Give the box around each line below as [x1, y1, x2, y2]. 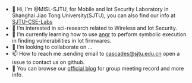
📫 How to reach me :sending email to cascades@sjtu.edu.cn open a [11, 50, 180, 57]
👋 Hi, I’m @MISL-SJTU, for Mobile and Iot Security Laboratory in [11, 6, 169, 12]
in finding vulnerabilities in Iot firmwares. [11, 37, 112, 44]
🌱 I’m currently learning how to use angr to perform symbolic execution [11, 31, 187, 38]
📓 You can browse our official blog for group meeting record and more [11, 65, 184, 72]
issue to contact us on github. [11, 59, 85, 65]
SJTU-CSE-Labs [11, 18, 53, 25]
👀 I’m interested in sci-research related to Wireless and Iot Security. [11, 24, 177, 31]
